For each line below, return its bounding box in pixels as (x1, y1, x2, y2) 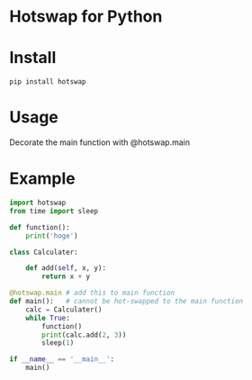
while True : (25, 313, 70, 322)
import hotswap (9, 198, 67, 207)
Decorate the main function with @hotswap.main (9, 137, 191, 148)
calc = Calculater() (25, 304, 103, 314)
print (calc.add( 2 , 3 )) (41, 330, 127, 339)
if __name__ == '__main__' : (9, 355, 115, 364)
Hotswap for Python (9, 6, 163, 27)
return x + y (41, 272, 91, 281)
